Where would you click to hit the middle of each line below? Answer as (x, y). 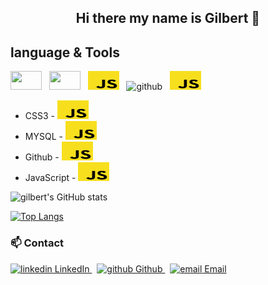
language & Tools (65, 52)
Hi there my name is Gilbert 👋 (168, 18)
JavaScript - (50, 178)
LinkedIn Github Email (140, 268)
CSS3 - (40, 116)
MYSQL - (43, 137)
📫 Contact (37, 243)
